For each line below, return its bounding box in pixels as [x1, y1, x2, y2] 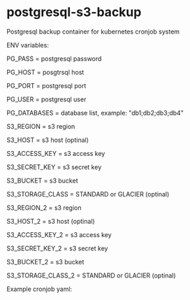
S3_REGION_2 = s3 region [6, 203, 82, 212]
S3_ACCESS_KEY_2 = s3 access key [6, 230, 112, 238]
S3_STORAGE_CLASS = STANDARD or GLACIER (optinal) [6, 190, 170, 198]
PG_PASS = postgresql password [6, 54, 102, 63]
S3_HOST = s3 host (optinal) [6, 136, 89, 144]
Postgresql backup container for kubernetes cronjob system [6, 27, 180, 36]
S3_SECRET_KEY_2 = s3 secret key [6, 244, 108, 252]
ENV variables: [6, 41, 50, 49]
